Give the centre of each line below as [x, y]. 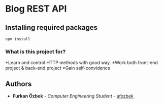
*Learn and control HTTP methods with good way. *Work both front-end [82, 63]
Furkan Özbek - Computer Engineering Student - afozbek [73, 96]
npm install [18, 39]
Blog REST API [36, 9]
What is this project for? [36, 51]
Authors [19, 84]
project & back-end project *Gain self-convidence [58, 68]
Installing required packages [52, 28]
